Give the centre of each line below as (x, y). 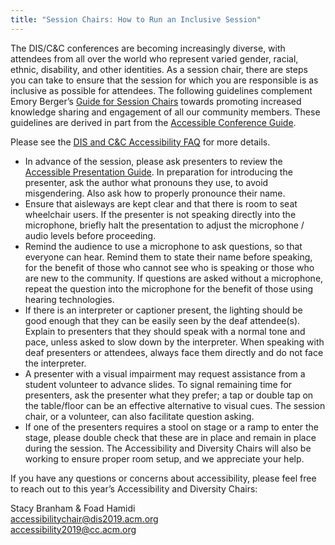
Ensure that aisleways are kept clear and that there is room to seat (161, 203)
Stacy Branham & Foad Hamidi (73, 508)
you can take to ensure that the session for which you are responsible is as (164, 80)
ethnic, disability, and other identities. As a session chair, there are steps (159, 69)
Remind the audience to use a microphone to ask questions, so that (163, 246)
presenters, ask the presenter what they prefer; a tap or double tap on (169, 395)
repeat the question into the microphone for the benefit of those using (169, 288)
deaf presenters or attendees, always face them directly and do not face (174, 352)
